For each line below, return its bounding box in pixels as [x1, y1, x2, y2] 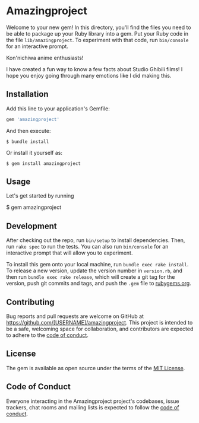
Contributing [6, 297, 55, 307]
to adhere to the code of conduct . [6, 332, 89, 339]
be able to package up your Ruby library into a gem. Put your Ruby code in [6, 30, 189, 37]
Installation [6, 89, 49, 99]
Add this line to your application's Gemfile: [6, 105, 110, 112]
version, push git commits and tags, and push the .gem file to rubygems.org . [6, 280, 192, 287]
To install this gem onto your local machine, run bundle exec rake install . [6, 261, 189, 268]
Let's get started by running [6, 192, 74, 199]
